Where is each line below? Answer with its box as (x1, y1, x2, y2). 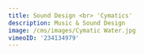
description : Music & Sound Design (8, 19, 126, 27)
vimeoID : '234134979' (8, 33, 80, 42)
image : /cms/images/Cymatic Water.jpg (8, 26, 136, 34)
